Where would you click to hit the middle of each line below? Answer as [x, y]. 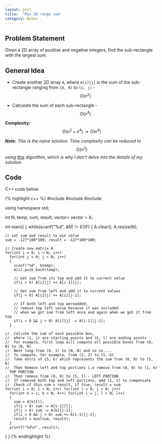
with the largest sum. [26, 55]
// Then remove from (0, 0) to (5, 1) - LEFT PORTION [62, 376]
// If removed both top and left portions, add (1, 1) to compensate [78, 381]
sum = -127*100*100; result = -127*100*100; [51, 240]
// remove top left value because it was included [66, 308]
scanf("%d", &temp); [35, 266]
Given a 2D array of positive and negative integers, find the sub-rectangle [79, 50]
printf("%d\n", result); [35, 427]
